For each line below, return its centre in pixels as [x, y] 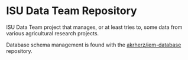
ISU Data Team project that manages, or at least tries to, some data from [94, 27]
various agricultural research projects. [53, 33]
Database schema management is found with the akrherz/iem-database [94, 45]
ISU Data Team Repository [72, 11]
